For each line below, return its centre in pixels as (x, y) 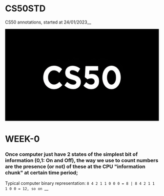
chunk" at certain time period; (41, 173)
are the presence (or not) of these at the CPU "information (75, 167)
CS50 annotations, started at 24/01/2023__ (48, 22)
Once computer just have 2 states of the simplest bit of (72, 154)
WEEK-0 (22, 139)
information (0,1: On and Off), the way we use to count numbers (82, 161)
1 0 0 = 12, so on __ (27, 189)
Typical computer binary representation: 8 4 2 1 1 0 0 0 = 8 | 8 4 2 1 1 (80, 183)
